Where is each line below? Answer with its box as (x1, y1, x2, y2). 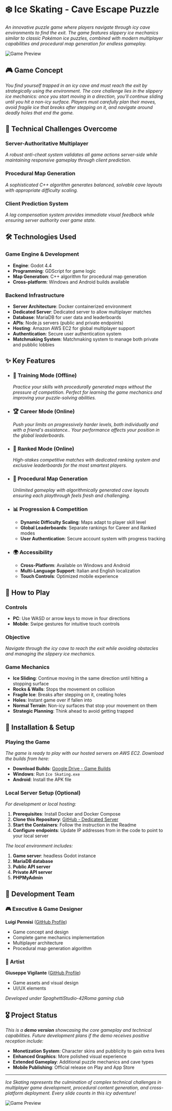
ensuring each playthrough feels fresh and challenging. (12, 492, 131, 499)
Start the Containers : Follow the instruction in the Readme (12, 822, 137, 828)
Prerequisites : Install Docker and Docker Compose (12, 811, 121, 817)
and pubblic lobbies (12, 342, 55, 348)
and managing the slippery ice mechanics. (5, 651, 96, 657)
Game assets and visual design (12, 980, 79, 986)
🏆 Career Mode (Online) (12, 408, 75, 415)
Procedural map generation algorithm (12, 945, 92, 951)
